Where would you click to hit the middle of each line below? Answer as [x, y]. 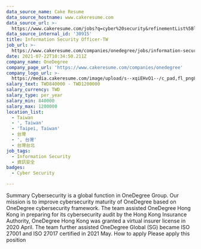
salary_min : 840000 [31, 101]
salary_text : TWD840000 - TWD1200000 [53, 84]
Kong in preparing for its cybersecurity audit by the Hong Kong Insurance [97, 214]
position [16, 240]
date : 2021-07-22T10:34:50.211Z [46, 56]
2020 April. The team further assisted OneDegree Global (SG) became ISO [98, 227]
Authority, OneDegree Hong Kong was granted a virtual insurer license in [96, 221]
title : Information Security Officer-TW [57, 40]
